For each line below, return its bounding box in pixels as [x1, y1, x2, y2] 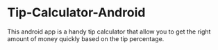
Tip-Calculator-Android [7, 5, 146, 21]
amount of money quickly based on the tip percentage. [7, 34, 165, 42]
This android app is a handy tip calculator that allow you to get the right [7, 27, 211, 36]
